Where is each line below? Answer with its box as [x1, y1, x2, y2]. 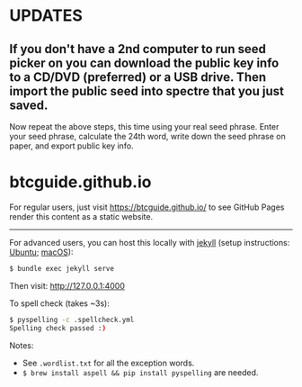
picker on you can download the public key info [9, 55, 280, 70]
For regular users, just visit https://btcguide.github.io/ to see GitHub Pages [9, 202, 285, 212]
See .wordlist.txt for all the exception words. [22, 357, 195, 368]
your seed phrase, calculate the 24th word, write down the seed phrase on [9, 131, 286, 141]
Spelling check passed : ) [9, 323, 106, 333]
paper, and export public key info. [9, 140, 134, 151]
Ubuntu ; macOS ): [9, 247, 74, 257]
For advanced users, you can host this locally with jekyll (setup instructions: [9, 237, 290, 247]
